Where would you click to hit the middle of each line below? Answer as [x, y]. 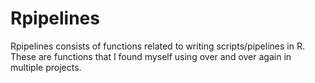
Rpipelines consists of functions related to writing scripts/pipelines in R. [157, 46]
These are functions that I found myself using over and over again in [151, 56]
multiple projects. [46, 67]
